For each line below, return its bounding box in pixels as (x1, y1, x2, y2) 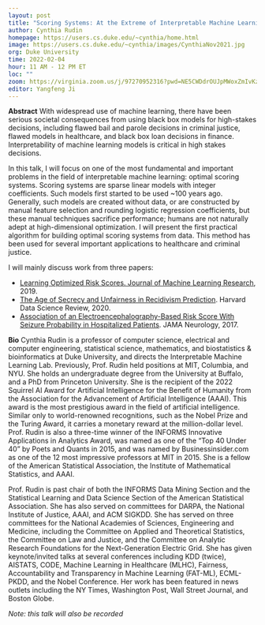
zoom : (8, 77, 26, 85)
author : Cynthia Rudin (8, 26, 83, 34)
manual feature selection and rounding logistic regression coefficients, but (8, 206, 250, 215)
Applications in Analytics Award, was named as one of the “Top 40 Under (8, 436, 247, 446)
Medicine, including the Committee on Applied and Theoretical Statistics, (8, 526, 245, 537)
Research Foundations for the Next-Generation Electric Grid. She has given (8, 544, 252, 553)
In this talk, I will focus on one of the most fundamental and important (8, 163, 234, 174)
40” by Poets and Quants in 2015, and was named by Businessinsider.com (8, 444, 249, 454)
